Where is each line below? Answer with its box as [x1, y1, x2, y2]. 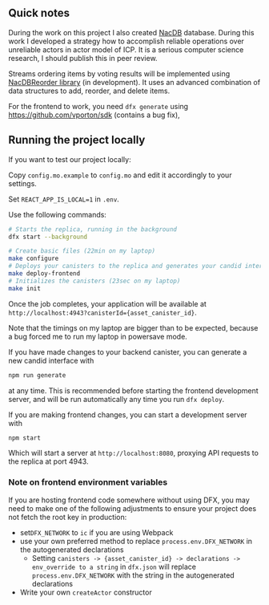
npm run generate [8, 371, 66, 380]
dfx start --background [8, 233, 88, 241]
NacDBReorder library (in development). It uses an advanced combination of [8, 77, 261, 87]
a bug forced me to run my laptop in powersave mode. [8, 331, 188, 341]
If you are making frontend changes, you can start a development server [8, 409, 247, 420]
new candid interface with [8, 355, 94, 365]
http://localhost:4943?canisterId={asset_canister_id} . [8, 307, 198, 317]
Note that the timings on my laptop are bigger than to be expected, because [8, 323, 259, 332]
